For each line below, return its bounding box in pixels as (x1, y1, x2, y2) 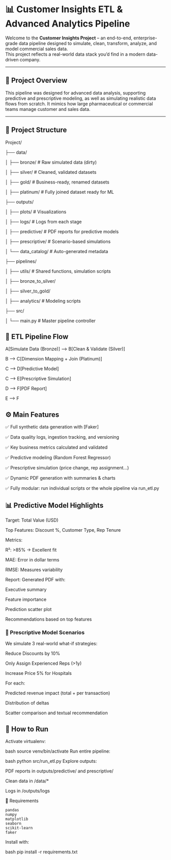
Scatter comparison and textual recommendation (5, 710, 108, 716)
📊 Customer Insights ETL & (5, 4, 123, 15)
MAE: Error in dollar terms (5, 557, 60, 562)
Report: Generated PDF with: (5, 577, 66, 582)
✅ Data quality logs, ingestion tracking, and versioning (5, 434, 120, 440)
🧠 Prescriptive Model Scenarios (5, 629, 85, 636)
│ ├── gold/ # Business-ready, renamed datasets (5, 179, 109, 185)
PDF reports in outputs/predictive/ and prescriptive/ (5, 768, 113, 774)
